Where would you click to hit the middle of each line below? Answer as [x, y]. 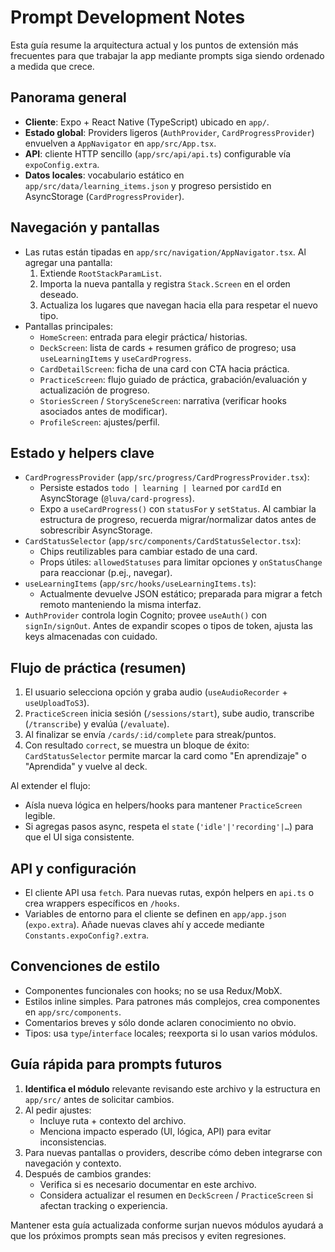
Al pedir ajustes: [58, 1110]
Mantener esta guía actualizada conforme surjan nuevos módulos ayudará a [167, 1225]
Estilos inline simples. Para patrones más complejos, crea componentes [172, 1001]
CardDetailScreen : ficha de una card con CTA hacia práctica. [164, 368]
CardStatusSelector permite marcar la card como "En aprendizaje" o [165, 756]
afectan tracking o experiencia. [103, 1205]
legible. [40, 816]
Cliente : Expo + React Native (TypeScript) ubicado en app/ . [147, 122]
